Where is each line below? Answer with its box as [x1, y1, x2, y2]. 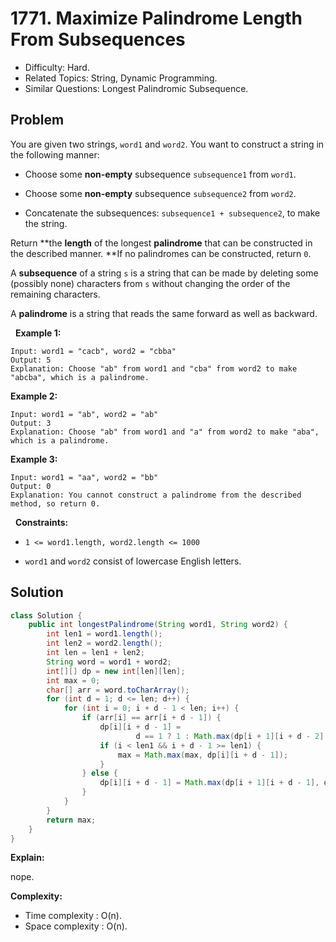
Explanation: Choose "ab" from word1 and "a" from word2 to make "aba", [10, 427, 320, 437]
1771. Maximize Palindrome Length [10, 7, 303, 30]
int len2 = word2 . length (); [46, 638, 163, 649]
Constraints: [14, 516, 69, 528]
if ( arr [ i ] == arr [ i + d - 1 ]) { [81, 713, 222, 723]
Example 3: [10, 453, 58, 465]
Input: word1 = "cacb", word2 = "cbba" [10, 346, 177, 356]
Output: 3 [10, 418, 52, 428]
